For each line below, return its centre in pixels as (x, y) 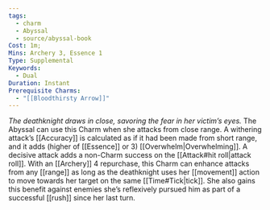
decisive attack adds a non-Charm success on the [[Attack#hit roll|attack (130, 155)
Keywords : (25, 68)
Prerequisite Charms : (45, 91)
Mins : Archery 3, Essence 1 (56, 53)
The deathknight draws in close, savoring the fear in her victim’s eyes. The (133, 121)
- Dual (27, 76)
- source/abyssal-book (54, 38)
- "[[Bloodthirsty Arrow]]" (63, 98)
